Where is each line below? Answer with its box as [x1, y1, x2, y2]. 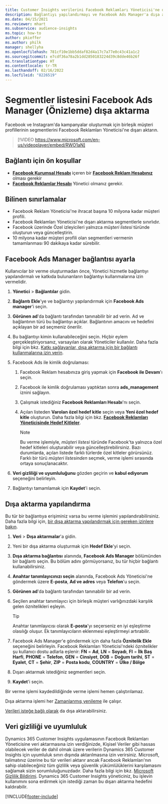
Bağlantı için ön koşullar [5, 157, 81, 165]
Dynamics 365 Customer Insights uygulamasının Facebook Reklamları [5, 736, 149, 742]
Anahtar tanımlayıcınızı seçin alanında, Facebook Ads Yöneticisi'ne [12, 573, 153, 580]
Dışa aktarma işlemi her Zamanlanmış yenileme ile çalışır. [5, 698, 122, 704]
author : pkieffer [5, 36, 41, 41]
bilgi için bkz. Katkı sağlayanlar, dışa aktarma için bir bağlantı [12, 344, 137, 350]
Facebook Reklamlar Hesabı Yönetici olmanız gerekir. [12, 180, 123, 186]
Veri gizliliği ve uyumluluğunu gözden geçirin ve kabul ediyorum [12, 470, 148, 476]
